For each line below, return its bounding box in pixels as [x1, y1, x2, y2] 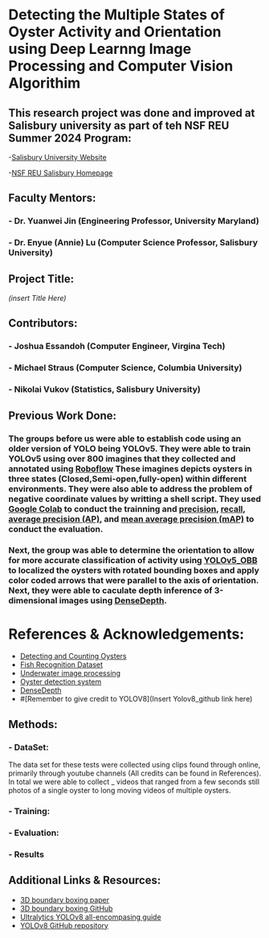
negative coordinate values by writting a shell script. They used [8, 493, 262, 504]
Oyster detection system [19, 677, 102, 687]
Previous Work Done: [8, 409, 117, 422]
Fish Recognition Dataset [19, 660, 103, 669]
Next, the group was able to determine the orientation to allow [8, 545, 255, 556]
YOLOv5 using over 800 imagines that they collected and [8, 453, 236, 464]
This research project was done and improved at [8, 106, 255, 120]
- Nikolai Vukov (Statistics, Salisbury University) [8, 384, 201, 395]
